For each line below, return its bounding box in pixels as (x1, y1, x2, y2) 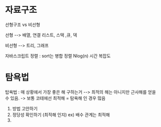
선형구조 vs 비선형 (5, 22, 40, 27)
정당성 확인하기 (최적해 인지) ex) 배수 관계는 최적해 (12, 111, 110, 118)
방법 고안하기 (12, 105, 38, 111)
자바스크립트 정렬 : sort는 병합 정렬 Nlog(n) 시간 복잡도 (5, 52, 111, 59)
